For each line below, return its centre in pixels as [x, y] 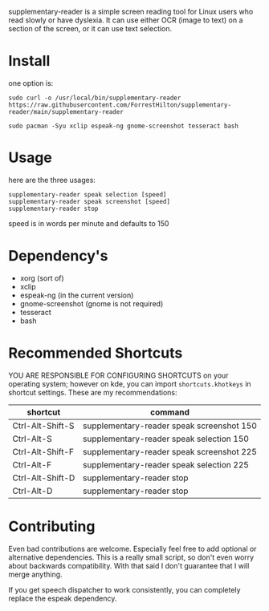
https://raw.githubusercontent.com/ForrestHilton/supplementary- [120, 105]
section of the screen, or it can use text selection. [90, 28]
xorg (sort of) [42, 278]
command [170, 412]
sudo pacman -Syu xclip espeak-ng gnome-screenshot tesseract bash [124, 126]
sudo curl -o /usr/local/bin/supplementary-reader [95, 98]
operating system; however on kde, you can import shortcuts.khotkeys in [130, 383]
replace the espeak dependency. [63, 598]
